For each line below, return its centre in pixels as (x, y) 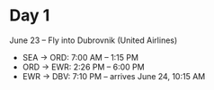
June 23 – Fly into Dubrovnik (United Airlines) (94, 40)
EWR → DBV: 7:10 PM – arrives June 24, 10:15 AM (114, 76)
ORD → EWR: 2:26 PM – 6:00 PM (84, 67)
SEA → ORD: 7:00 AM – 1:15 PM (80, 57)
